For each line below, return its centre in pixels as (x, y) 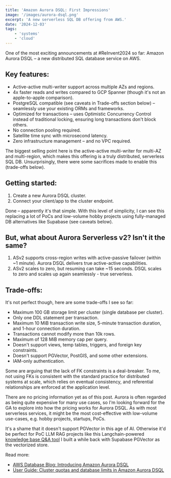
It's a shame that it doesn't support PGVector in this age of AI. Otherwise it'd (86, 429)
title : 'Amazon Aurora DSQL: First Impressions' (58, 10)
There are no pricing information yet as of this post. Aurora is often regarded (86, 397)
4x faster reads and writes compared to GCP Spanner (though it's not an (89, 92)
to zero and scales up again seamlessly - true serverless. (73, 274)
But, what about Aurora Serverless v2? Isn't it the (85, 237)
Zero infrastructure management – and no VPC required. (72, 141)
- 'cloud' (25, 39)
